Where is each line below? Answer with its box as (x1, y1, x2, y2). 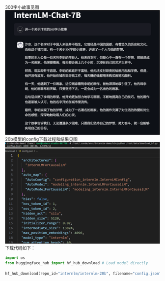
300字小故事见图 (5, 4, 39, 10)
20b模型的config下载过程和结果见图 (5, 136, 78, 142)
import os (5, 255, 26, 260)
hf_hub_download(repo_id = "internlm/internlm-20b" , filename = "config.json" (5, 271, 162, 276)
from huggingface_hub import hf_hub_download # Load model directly (5, 261, 148, 266)
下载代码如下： (5, 245, 35, 251)
